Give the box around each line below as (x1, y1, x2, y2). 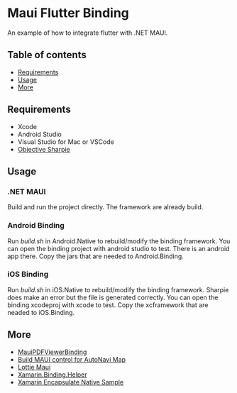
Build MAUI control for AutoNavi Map (17, 355, 126, 363)
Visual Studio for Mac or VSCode (17, 137, 115, 146)
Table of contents (7, 49, 87, 61)
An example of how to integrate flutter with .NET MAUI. (7, 28, 168, 37)
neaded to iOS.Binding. (7, 308, 75, 316)
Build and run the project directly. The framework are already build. (7, 203, 204, 211)
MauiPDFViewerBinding (17, 348, 87, 356)
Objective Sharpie (17, 145, 71, 153)
